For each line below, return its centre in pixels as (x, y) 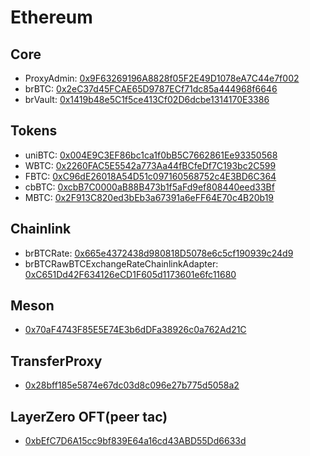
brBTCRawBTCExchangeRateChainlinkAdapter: (121, 263)
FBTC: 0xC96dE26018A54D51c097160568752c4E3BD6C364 (150, 176)
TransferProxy (56, 361)
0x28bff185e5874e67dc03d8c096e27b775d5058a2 (132, 385)
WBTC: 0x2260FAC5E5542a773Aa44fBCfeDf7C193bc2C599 (150, 165)
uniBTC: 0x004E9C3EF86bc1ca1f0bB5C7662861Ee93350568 (151, 155)
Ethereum (51, 17)
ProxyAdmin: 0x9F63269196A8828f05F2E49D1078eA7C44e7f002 (162, 78)
